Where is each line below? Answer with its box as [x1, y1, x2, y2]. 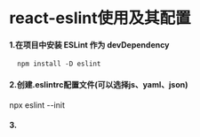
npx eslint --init [9, 99, 65, 110]
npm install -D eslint [17, 59, 101, 69]
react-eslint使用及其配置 [9, 8, 191, 28]
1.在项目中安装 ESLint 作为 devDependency [9, 39, 170, 49]
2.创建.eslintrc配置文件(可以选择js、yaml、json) [9, 79, 188, 89]
